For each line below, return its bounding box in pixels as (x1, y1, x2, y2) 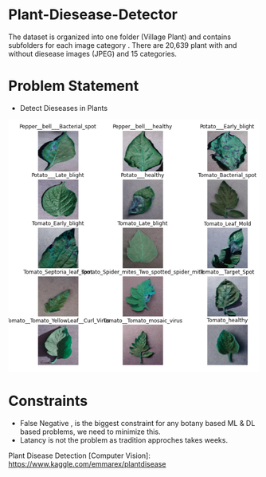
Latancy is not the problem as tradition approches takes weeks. (19, 435, 229, 444)
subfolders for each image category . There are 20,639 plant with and (8, 40, 237, 49)
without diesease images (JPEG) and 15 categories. (8, 49, 178, 58)
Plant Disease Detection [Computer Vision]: (8, 451, 151, 460)
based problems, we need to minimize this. (19, 427, 161, 436)
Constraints (8, 392, 88, 410)
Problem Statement (8, 77, 139, 95)
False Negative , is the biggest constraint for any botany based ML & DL (19, 418, 256, 428)
